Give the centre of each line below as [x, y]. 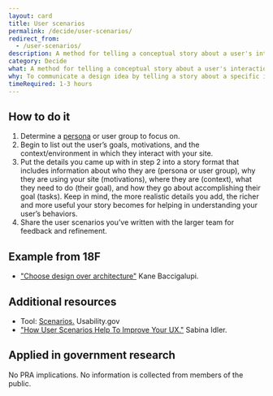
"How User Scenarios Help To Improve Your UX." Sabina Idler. [123, 329]
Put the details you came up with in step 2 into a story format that [130, 162]
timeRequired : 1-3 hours [50, 84]
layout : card [30, 16]
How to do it [39, 116]
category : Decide [38, 62]
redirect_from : [34, 39]
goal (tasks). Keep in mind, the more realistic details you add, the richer [140, 196]
